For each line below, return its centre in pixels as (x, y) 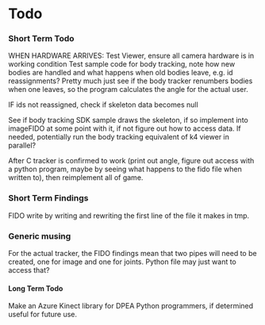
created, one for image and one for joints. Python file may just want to (122, 262)
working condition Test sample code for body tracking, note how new (122, 64)
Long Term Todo (36, 288)
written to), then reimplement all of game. (76, 178)
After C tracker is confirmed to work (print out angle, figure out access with (131, 161)
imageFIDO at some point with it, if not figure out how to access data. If (125, 128)
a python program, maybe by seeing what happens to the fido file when (125, 169)
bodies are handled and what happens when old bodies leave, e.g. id (121, 73)
